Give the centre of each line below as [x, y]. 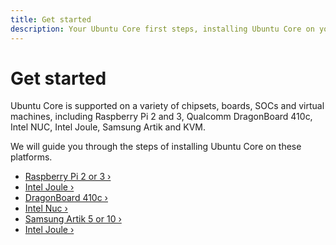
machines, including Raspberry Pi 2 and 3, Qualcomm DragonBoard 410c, [161, 117]
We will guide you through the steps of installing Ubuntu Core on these [156, 147]
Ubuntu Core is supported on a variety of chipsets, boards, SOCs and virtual [167, 106]
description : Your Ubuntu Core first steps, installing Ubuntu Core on [162, 29]
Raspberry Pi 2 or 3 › [68, 177]
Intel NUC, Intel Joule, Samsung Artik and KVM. [108, 127]
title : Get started [51, 19]
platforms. [31, 157]
